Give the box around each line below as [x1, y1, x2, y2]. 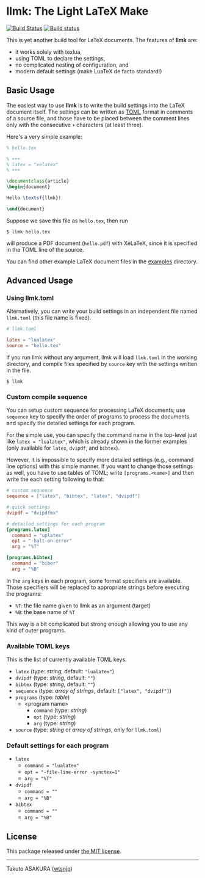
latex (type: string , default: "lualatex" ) [15, 668, 115, 675]
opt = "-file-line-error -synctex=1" [24, 769, 121, 775]
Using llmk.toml [6, 294, 54, 302]
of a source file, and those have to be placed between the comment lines [6, 114, 190, 122]
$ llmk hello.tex [6, 229, 51, 235]
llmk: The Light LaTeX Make [6, 4, 149, 18]
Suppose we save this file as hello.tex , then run [6, 217, 128, 224]
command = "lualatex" [24, 763, 79, 769]
